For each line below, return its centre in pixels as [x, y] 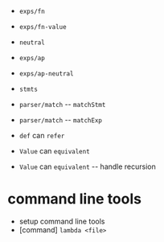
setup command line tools [62, 221]
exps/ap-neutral [46, 74]
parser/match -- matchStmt [62, 104]
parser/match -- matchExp [60, 120]
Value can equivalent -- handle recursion [87, 166]
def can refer [42, 135]
